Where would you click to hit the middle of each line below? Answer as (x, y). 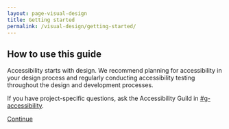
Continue (20, 119)
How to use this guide (54, 54)
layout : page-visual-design (47, 13)
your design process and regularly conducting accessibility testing (101, 78)
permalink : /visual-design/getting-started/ (72, 26)
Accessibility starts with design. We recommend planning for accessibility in (114, 71)
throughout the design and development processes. (80, 85)
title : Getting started (41, 20)
